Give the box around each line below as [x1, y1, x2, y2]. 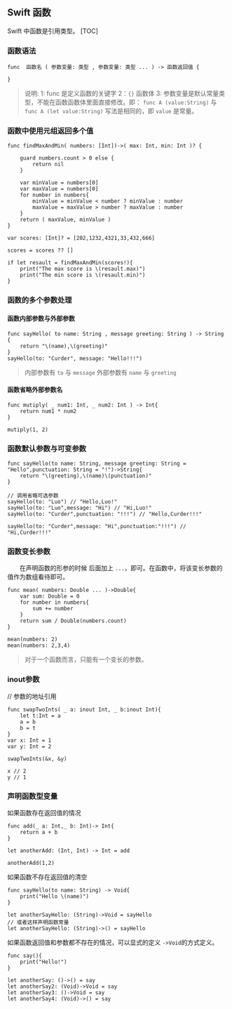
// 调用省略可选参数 [7, 492, 59, 499]
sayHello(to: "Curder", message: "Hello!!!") [7, 354, 142, 362]
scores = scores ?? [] [7, 247, 74, 255]
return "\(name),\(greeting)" [20, 342, 109, 349]
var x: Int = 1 [7, 737, 52, 744]
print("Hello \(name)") [20, 892, 90, 900]
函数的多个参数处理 [7, 295, 72, 305]
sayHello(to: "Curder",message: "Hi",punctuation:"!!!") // [7, 523, 187, 530]
